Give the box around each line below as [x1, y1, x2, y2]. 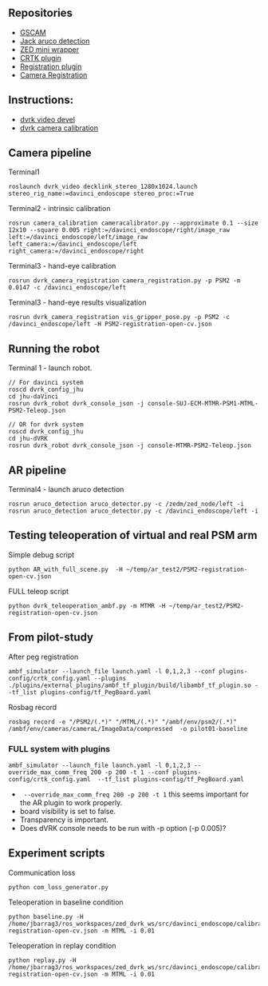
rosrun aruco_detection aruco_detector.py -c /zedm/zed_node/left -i [8, 500, 245, 509]
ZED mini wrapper [19, 44, 80, 54]
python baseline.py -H [8, 912, 84, 920]
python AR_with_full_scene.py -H [8, 565, 124, 573]
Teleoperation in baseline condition [8, 897, 124, 907]
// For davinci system [8, 379, 84, 387]
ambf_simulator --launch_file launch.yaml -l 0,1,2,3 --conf [8, 667, 216, 675]
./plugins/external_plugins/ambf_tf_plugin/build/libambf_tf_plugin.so [8, 681, 251, 689]
